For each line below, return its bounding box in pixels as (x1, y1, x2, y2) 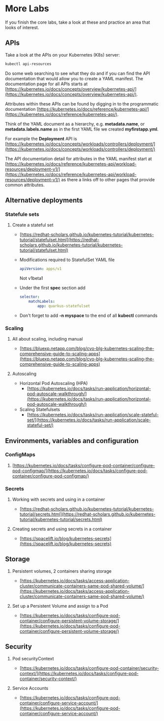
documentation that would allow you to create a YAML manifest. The (5, 75, 143, 81)
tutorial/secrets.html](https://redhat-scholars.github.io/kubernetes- (19, 511, 156, 517)
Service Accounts (12, 685, 49, 691)
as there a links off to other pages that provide (61, 176, 155, 182)
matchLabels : (28, 299, 55, 304)
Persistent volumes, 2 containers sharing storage (12, 568, 112, 574)
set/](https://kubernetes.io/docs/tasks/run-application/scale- (27, 417, 151, 423)
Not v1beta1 (19, 275, 43, 281)
